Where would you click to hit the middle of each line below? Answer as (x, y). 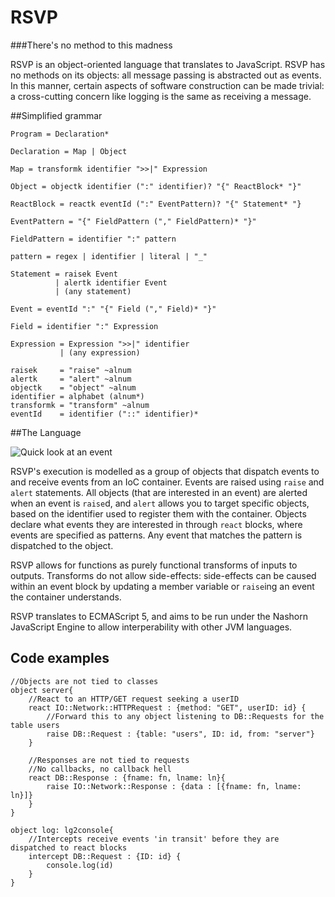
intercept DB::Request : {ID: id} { (105, 856)
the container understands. (66, 597)
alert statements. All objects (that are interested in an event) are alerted (159, 492)
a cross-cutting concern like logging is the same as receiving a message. (161, 96)
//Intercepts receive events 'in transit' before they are (154, 839)
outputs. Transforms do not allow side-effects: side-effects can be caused (163, 575)
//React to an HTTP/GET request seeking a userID (134, 699)
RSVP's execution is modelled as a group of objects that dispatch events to (165, 471)
